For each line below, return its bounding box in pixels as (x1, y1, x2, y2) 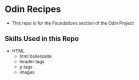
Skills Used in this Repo (4, 34, 79, 43)
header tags (19, 58, 44, 64)
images (19, 69, 35, 75)
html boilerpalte (19, 53, 52, 59)
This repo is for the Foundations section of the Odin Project (11, 20, 134, 26)
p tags (19, 63, 33, 69)
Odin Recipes (4, 3, 61, 15)
